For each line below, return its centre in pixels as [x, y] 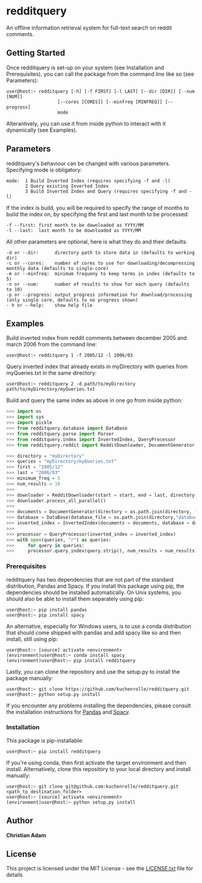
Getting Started [36, 53]
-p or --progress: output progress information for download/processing [99, 295]
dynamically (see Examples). [42, 130]
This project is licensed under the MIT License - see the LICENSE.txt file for [100, 869]
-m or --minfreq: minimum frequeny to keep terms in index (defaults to [101, 274]
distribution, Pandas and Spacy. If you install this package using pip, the [95, 586]
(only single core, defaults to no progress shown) [72, 300]
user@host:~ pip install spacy [45, 615]
